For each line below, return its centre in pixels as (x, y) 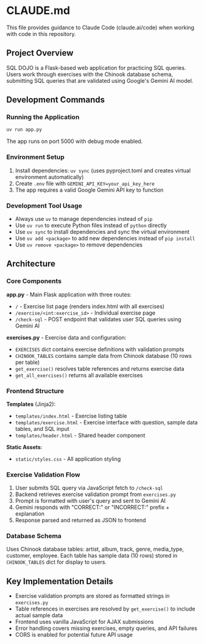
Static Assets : (24, 447)
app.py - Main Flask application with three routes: (69, 294)
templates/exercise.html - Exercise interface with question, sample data (106, 422)
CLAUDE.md (38, 11)
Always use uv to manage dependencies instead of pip (84, 219)
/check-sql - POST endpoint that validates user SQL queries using (98, 319)
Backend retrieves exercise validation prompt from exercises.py (96, 494)
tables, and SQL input (42, 429)
